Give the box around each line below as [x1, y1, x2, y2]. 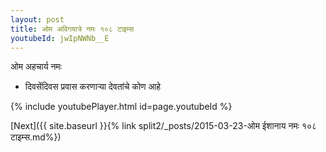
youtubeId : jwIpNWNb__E [10, 33, 110, 43]
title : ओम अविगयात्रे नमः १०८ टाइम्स [10, 24, 135, 34]
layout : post [10, 14, 65, 25]
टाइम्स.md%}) [10, 131, 62, 143]
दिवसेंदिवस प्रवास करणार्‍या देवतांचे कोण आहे [24, 81, 162, 93]
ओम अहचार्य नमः [10, 61, 62, 73]
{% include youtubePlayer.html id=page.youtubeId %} [10, 101, 233, 113]
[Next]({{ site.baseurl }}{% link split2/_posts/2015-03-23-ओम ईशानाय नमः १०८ [10, 120, 318, 132]
